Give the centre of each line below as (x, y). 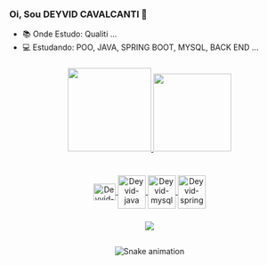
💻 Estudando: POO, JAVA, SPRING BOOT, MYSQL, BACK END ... (140, 47)
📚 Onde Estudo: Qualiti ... (69, 34)
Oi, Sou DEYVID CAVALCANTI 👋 (78, 14)
